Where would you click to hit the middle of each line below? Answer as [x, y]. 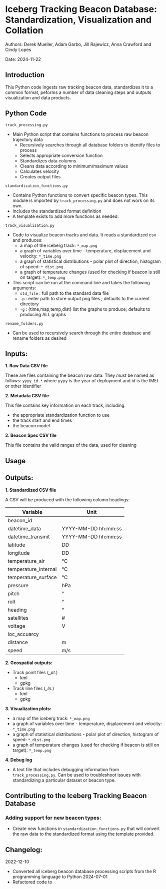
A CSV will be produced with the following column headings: [67, 499]
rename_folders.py [24, 323]
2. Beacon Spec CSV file [31, 435]
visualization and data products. [38, 97]
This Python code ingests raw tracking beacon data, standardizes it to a [79, 87]
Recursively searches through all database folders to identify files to [90, 145]
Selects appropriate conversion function [61, 155]
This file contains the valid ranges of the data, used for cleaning [71, 445]
